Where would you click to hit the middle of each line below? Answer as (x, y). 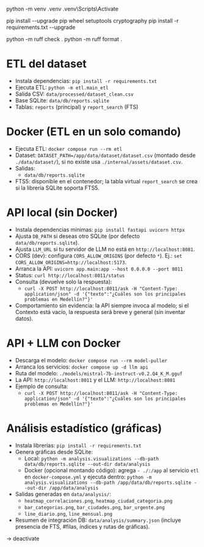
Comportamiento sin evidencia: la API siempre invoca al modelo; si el (102, 305)
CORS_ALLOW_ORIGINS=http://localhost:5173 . (71, 262)
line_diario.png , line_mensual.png (68, 513)
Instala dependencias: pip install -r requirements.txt (86, 81)
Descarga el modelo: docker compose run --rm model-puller (91, 360)
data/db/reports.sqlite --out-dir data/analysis (87, 464)
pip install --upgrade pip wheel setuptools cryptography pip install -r (93, 21)
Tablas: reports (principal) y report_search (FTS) (77, 107)
